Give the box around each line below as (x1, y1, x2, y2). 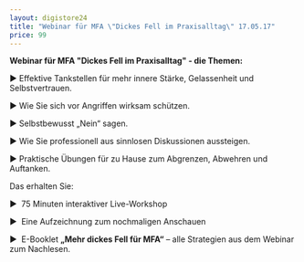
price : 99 (9, 30, 47, 39)
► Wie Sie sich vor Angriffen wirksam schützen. (9, 100, 190, 111)
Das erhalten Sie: (9, 181, 75, 192)
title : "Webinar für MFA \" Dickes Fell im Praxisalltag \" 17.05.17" (9, 22, 276, 31)
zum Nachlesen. (9, 244, 71, 255)
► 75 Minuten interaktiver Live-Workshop (9, 198, 168, 210)
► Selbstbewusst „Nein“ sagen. (9, 118, 129, 129)
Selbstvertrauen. (9, 83, 73, 94)
